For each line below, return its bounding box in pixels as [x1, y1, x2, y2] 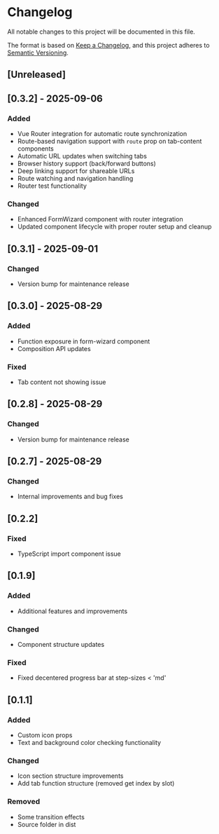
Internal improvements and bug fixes [17, 492, 124, 501]
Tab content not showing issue [17, 378, 106, 386]
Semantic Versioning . [7, 48, 69, 57]
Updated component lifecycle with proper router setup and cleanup [17, 222, 212, 231]
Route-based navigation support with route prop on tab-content [17, 137, 202, 146]
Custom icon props [17, 731, 73, 739]
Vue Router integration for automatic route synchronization [17, 130, 188, 138]
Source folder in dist [17, 820, 76, 828]
